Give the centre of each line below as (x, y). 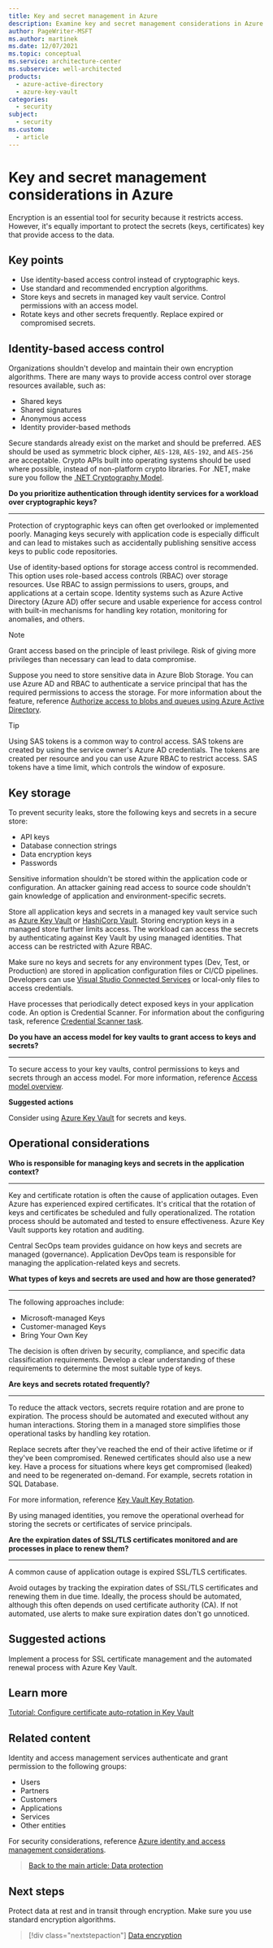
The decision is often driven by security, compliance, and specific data (127, 1351)
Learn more (38, 1694)
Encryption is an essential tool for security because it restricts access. (126, 217)
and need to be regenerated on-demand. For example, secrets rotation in (131, 1475)
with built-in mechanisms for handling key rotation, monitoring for (118, 611)
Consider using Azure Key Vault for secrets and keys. (97, 1118)
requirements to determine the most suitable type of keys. (106, 1368)
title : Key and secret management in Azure (83, 16)
